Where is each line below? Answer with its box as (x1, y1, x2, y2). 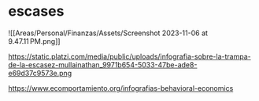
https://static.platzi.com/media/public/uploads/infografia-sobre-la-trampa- (8, 52, 251, 61)
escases (8, 2, 65, 20)
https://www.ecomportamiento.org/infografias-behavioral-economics (8, 83, 234, 92)
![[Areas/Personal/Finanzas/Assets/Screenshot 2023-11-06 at (8, 28, 209, 38)
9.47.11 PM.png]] (8, 36, 61, 45)
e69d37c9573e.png (8, 68, 72, 78)
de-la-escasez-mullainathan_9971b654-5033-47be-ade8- (8, 60, 198, 69)
